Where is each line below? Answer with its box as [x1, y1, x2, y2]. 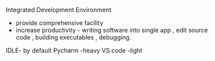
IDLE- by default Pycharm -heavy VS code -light [5, 47, 143, 54]
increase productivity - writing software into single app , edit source [15, 26, 208, 34]
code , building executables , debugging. [15, 33, 131, 41]
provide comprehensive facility [15, 19, 104, 26]
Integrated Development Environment [5, 6, 112, 14]
